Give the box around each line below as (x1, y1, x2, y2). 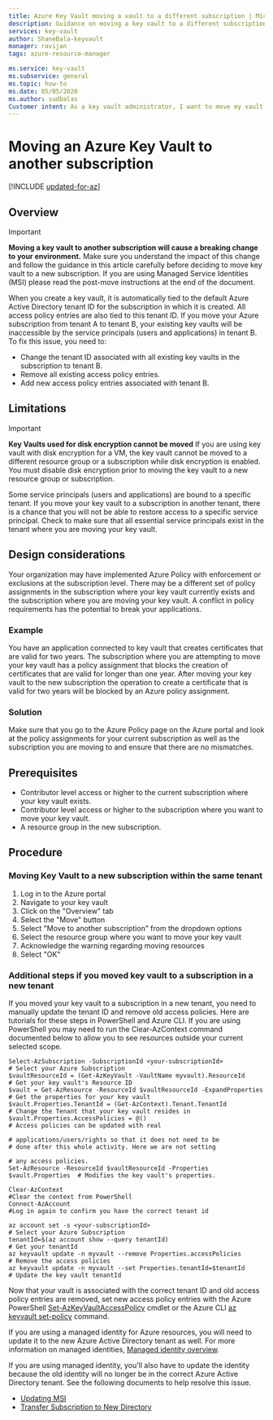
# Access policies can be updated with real (8, 1122, 162, 1130)
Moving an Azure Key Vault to (8, 138, 213, 156)
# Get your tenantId (8, 1243, 79, 1251)
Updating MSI (19, 1394, 67, 1404)
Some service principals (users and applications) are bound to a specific (8, 490, 252, 499)
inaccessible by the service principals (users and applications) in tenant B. (8, 328, 258, 337)
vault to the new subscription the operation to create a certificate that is (8, 677, 249, 687)
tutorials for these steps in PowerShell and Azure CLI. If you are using (8, 1016, 241, 1026)
